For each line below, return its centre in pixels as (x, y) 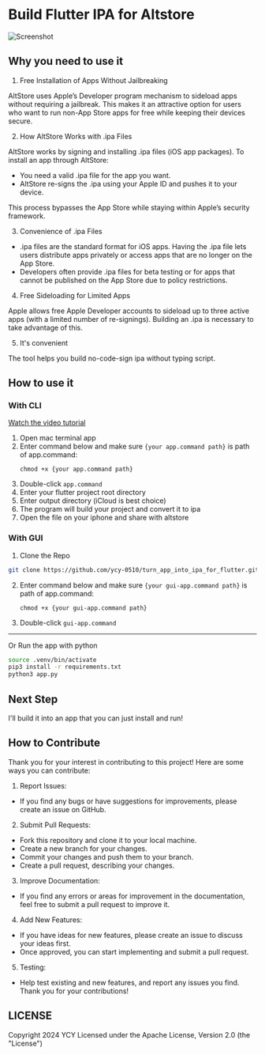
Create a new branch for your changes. (83, 849)
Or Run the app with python (53, 645)
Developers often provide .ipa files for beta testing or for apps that (127, 271)
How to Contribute (54, 743)
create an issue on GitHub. (63, 809)
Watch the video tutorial (47, 423)
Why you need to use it (66, 61)
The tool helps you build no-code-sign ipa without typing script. (112, 358)
